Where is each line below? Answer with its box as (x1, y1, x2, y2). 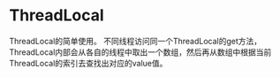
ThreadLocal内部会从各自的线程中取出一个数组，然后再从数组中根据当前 (9, 46, 272, 58)
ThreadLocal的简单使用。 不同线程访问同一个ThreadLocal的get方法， (9, 35, 262, 46)
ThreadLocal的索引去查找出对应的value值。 (9, 58, 168, 68)
